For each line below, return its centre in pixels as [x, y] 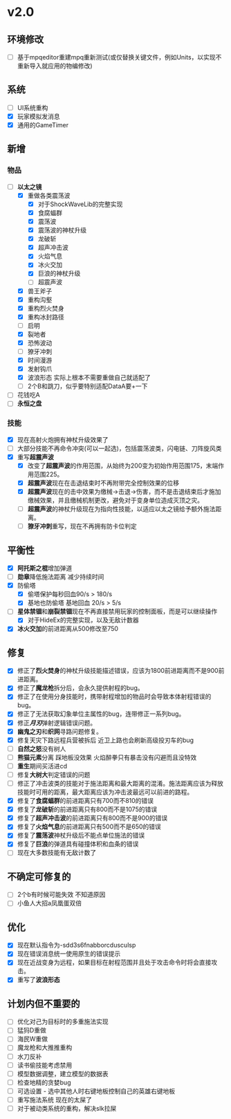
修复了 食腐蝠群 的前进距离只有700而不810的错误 [85, 801]
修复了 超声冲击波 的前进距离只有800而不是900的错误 [92, 818]
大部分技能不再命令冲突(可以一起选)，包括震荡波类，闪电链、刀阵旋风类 [119, 448]
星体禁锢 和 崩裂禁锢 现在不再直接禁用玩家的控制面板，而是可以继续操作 [117, 611]
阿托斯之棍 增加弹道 [45, 568]
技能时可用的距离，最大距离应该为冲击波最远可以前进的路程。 [105, 792]
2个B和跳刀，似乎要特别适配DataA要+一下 [87, 386]
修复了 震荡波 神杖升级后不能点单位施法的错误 [81, 835]
